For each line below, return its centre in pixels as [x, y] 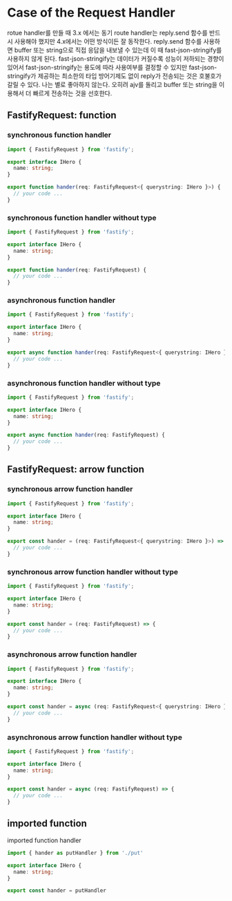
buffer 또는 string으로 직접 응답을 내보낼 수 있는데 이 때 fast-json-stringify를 [118, 50]
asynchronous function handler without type [84, 383]
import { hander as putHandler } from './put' [75, 853]
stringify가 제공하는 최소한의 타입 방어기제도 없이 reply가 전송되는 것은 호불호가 [115, 76]
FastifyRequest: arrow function [76, 470]
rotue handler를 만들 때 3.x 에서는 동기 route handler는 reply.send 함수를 [108, 32]
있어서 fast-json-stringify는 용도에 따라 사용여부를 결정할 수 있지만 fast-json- [112, 67]
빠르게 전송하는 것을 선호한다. [72, 93]
